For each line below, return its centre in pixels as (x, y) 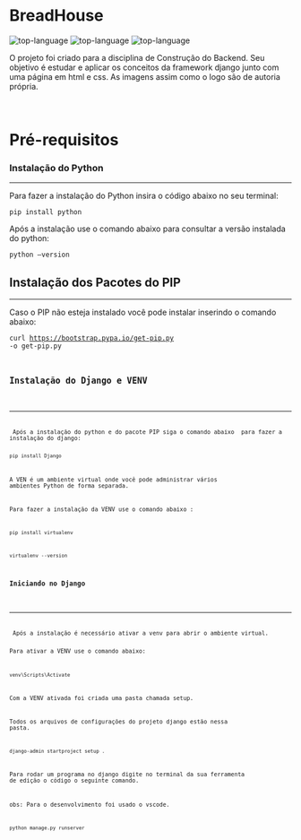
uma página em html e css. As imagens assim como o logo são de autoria (145, 76)
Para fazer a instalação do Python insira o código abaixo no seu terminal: (144, 196)
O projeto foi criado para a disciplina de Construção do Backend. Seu (137, 57)
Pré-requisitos (64, 140)
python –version (39, 255)
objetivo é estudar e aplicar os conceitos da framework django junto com (144, 67)
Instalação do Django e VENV (78, 381)
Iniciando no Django (47, 584)
